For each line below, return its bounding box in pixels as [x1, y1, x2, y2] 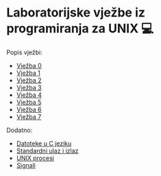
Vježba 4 [16, 91, 42, 99]
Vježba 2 [16, 76, 42, 84]
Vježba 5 [16, 98, 42, 106]
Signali [16, 161, 36, 169]
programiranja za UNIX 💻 [6, 21, 154, 36]
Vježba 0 [16, 61, 42, 69]
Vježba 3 [16, 83, 42, 91]
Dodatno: [6, 126, 33, 134]
